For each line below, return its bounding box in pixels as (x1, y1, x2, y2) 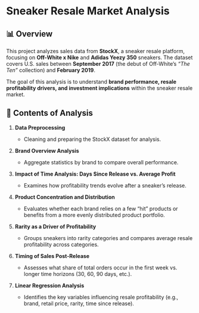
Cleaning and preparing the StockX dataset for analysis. (23, 136, 161, 143)
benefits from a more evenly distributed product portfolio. (23, 211, 165, 219)
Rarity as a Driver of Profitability (14, 223, 97, 230)
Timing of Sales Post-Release (14, 252, 90, 259)
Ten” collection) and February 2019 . (6, 67, 95, 73)
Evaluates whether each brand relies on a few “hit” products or (23, 205, 178, 212)
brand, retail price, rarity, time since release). (23, 300, 134, 307)
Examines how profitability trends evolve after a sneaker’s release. (23, 182, 186, 189)
